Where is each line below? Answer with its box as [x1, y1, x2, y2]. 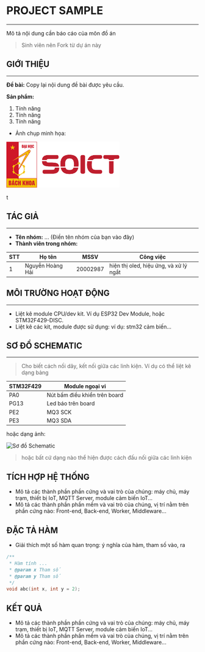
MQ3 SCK [46, 408, 72, 416]
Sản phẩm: [6, 93, 35, 100]
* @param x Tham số [9, 567, 62, 573]
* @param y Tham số [9, 573, 62, 579]
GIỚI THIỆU [6, 59, 50, 70]
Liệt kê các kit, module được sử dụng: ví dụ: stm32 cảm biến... [15, 323, 172, 330]
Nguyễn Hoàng [24, 262, 63, 269]
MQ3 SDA [46, 416, 72, 424]
